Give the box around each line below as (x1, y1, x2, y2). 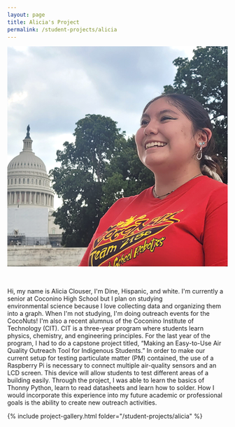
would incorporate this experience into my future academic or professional (7, 391, 222, 400)
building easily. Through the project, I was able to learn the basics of (7, 376, 205, 384)
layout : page (7, 11, 45, 18)
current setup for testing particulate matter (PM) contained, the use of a (7, 354, 214, 363)
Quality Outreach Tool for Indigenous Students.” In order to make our (7, 347, 206, 355)
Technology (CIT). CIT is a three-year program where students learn (7, 324, 204, 333)
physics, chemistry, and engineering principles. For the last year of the (7, 332, 211, 340)
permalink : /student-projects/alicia (7, 26, 117, 33)
